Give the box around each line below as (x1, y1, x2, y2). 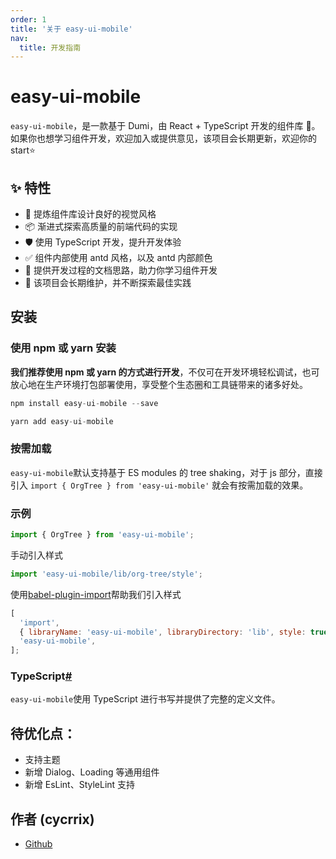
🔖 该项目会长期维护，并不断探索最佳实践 (24, 277, 192, 288)
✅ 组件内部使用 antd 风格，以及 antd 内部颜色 (24, 252, 213, 263)
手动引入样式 (10, 549, 63, 561)
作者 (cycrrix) (10, 811, 95, 828)
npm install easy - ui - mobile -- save (10, 398, 159, 408)
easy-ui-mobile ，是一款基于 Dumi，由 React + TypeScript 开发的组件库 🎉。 (10, 120, 321, 132)
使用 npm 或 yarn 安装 (10, 341, 117, 355)
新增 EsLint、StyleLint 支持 (24, 779, 136, 791)
